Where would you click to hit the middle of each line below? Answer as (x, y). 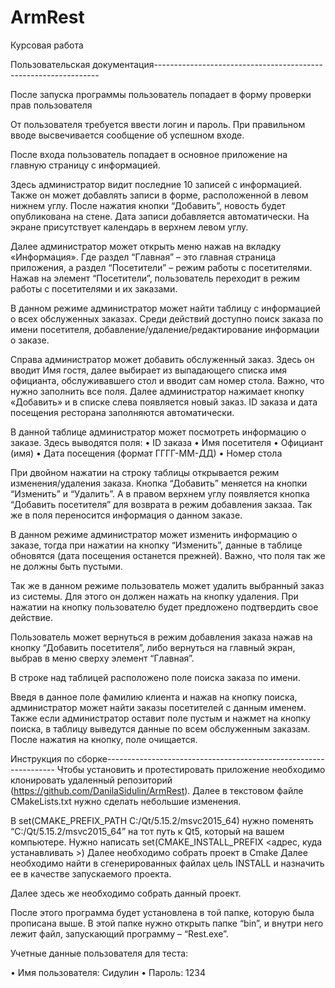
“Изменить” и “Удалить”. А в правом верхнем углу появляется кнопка (160, 493)
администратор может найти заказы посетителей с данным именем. (158, 707)
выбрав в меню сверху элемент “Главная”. (102, 658)
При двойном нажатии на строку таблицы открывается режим (145, 472)
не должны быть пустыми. (66, 566)
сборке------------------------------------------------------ (200, 758)
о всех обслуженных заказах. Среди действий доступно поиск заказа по (167, 318)
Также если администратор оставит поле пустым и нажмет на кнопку (161, 718)
